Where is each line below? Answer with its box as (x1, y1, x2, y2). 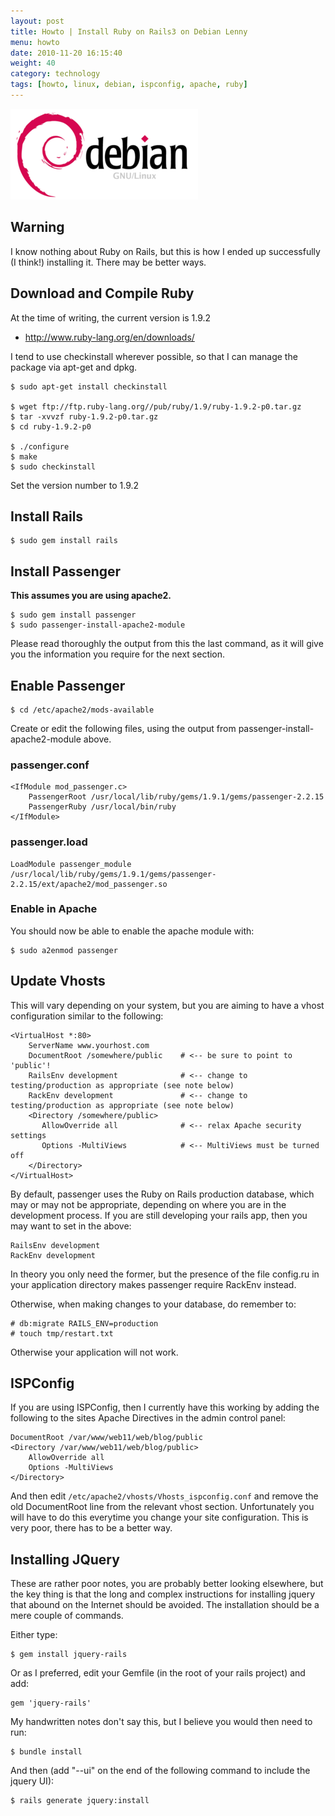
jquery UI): (10, 1775, 55, 1787)
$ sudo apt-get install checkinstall (10, 381, 168, 392)
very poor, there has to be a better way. (10, 1522, 173, 1534)
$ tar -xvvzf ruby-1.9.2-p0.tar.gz (10, 411, 159, 422)
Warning (10, 219, 65, 236)
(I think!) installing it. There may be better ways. (10, 256, 207, 268)
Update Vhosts (10, 973, 106, 990)
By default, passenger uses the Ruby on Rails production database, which (10, 1188, 315, 1200)
